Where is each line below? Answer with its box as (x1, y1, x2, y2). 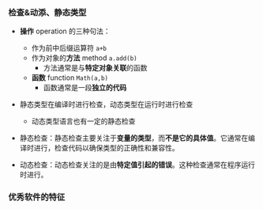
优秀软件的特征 (8, 192, 66, 203)
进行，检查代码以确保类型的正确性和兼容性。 (33, 143, 179, 153)
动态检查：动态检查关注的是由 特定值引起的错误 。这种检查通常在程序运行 (19, 160, 255, 169)
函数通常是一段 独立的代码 (43, 83, 127, 93)
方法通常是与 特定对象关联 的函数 (43, 63, 148, 73)
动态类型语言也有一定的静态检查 (31, 116, 136, 126)
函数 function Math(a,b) (31, 73, 109, 82)
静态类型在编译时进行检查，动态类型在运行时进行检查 (19, 100, 193, 109)
